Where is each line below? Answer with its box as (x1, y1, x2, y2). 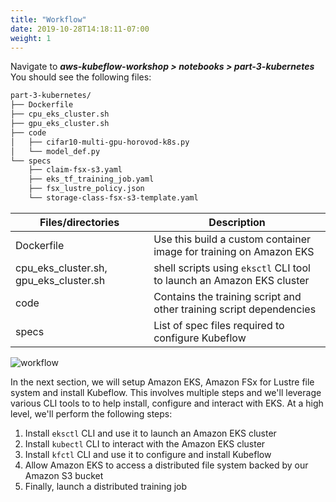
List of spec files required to (153, 318, 285, 332)
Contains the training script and (153, 289, 302, 303)
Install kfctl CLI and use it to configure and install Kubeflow (24, 448, 272, 460)
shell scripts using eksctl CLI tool (153, 261, 311, 275)
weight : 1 (10, 33, 52, 43)
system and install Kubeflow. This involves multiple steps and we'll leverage (10, 386, 322, 398)
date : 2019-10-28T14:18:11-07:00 (10, 24, 150, 34)
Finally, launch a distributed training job (24, 480, 188, 492)
